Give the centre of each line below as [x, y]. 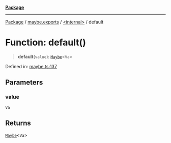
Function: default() [46, 42]
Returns [18, 123]
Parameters [24, 83]
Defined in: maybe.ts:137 [31, 66]
